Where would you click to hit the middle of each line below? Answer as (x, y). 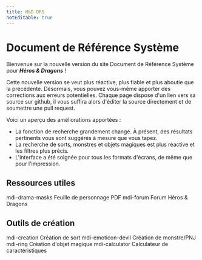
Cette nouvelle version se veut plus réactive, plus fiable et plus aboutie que (100, 82)
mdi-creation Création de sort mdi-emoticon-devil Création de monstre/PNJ (101, 238)
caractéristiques (27, 251)
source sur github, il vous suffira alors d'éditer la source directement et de (99, 102)
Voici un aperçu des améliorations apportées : (64, 120)
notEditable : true (29, 18)
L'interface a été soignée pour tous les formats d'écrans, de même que (104, 158)
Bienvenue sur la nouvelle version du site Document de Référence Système (100, 64)
